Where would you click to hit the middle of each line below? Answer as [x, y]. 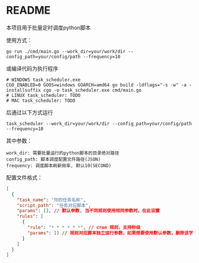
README [28, 10]
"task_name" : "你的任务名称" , [51, 200]
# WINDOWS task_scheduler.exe [44, 80]
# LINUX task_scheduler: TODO [44, 95]
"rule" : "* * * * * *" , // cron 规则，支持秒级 [84, 228]
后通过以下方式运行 [30, 112]
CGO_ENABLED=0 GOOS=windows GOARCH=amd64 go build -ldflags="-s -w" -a [96, 85]
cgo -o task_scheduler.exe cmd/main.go [93, 90]
